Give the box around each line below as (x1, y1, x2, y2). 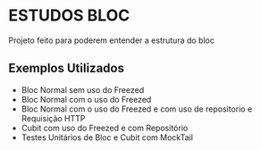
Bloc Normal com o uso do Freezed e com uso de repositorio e (21, 104, 253, 114)
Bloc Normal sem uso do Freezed (21, 84, 145, 95)
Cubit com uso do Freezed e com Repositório (21, 122, 189, 133)
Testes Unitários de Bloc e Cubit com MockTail (21, 131, 194, 143)
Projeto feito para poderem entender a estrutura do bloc (8, 35, 215, 46)
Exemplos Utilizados (8, 61, 124, 76)
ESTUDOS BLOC (8, 5, 130, 26)
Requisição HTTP (21, 112, 86, 123)
